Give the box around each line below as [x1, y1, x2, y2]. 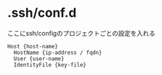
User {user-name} [13, 55, 65, 62]
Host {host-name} [7, 43, 58, 50]
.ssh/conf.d [7, 5, 77, 21]
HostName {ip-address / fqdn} [13, 49, 102, 56]
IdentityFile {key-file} [13, 61, 87, 68]
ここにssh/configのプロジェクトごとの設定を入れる [7, 29, 156, 37]
